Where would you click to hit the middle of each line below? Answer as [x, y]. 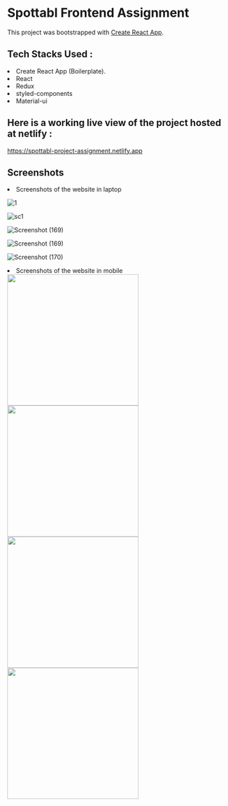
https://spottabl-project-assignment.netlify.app [75, 150]
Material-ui [32, 101]
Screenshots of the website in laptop [69, 190]
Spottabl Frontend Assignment [98, 13]
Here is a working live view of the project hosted [114, 123]
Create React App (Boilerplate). [61, 71]
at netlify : [30, 134]
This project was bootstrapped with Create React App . [86, 32]
